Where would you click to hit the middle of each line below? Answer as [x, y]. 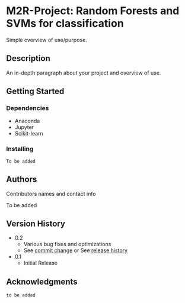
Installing [20, 149]
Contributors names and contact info [51, 194]
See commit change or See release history [76, 250]
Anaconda [27, 121]
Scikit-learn [29, 134]
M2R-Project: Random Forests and [93, 11]
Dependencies [28, 108]
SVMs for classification [65, 23]
